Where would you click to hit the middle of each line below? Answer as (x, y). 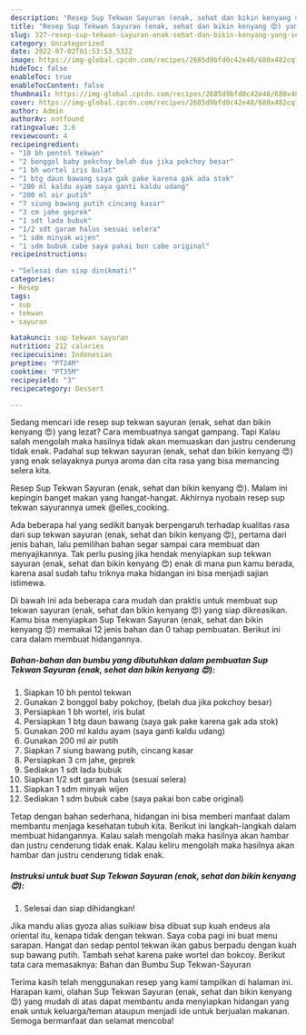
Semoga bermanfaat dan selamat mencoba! (92, 1021)
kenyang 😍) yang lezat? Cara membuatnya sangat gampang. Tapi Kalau (145, 432)
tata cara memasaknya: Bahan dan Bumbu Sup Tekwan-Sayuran (131, 965)
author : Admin (37, 111)
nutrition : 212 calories (57, 346)
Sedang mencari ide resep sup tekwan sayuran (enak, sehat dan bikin (141, 423)
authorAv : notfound (47, 119)
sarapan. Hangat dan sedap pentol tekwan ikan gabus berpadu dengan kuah (153, 945)
